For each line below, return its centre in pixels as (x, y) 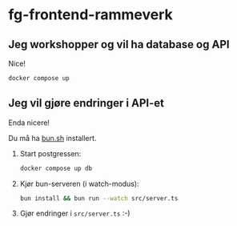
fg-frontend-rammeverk (91, 15)
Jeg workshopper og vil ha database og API (119, 44)
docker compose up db (56, 168)
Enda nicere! (29, 123)
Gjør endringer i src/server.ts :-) (75, 213)
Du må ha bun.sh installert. (52, 138)
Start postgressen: (50, 153)
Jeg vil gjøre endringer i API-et (86, 103)
